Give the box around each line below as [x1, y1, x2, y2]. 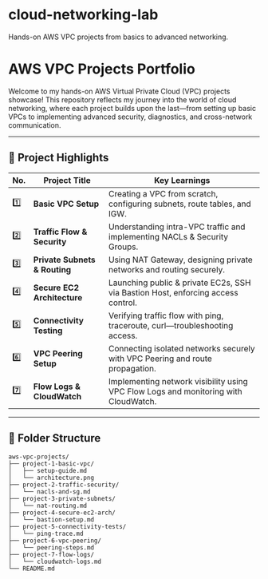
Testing [33, 325, 63, 336]
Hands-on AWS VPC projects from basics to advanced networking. [8, 32, 229, 42]
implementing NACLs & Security [108, 231, 229, 242]
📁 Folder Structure [8, 431, 101, 445]
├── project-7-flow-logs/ [8, 550, 94, 558]
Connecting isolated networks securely [108, 343, 255, 354]
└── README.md [8, 565, 56, 573]
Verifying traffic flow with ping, [108, 310, 224, 321]
